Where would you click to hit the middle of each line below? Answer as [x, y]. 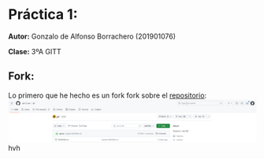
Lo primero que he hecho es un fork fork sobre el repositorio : [108, 95]
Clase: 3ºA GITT [35, 51]
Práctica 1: [43, 15]
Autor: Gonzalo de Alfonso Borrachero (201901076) [92, 36]
